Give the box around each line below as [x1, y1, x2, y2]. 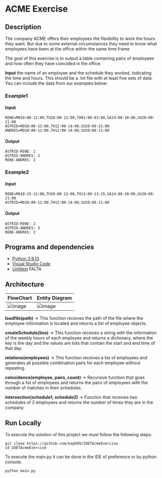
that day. [5, 345, 23, 351]
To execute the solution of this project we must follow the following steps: [5, 432, 152, 438]
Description [5, 23, 41, 31]
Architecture [5, 280, 45, 288]
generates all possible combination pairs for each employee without [5, 360, 141, 366]
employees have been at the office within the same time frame [5, 46, 130, 52]
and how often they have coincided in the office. [5, 61, 102, 66]
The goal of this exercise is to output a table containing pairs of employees [5, 55, 154, 61]
